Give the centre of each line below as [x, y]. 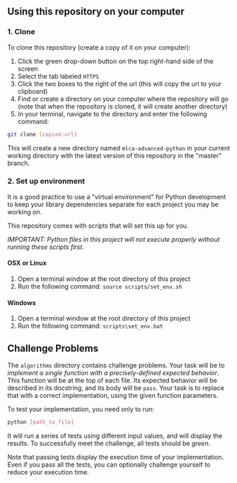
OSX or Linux [27, 263]
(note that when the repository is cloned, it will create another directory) [122, 106]
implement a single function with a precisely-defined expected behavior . [113, 373]
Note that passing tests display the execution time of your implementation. [116, 457]
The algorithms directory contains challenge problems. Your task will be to [116, 365]
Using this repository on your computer [96, 12]
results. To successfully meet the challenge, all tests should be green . [109, 443]
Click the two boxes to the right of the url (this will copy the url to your [119, 84]
